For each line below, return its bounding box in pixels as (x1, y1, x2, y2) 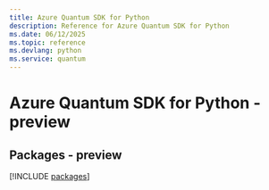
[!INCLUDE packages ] (9, 171, 90, 181)
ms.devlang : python (9, 46, 82, 55)
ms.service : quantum (9, 54, 87, 63)
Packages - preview (9, 147, 122, 162)
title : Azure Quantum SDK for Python (9, 12, 150, 22)
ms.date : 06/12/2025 (9, 29, 87, 38)
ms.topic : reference (9, 37, 87, 47)
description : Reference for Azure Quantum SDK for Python (9, 21, 230, 30)
